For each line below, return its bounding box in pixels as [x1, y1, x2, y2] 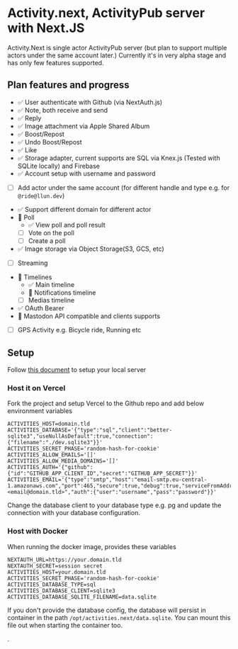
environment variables [7, 407, 73, 415]
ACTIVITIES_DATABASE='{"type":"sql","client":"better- [7, 427, 173, 434]
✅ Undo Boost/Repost [17, 137, 83, 146]
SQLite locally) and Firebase [17, 162, 101, 170]
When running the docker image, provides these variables [7, 542, 177, 551]
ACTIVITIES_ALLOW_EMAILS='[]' [7, 451, 97, 458]
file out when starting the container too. [7, 621, 123, 629]
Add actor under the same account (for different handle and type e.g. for [17, 183, 230, 192]
